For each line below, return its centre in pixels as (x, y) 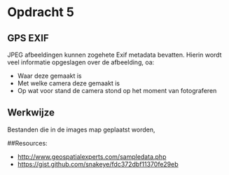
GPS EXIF (28, 38)
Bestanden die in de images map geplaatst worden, (81, 129)
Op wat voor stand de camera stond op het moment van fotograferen (117, 91)
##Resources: (27, 143)
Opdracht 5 (41, 12)
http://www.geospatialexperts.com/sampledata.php (92, 156)
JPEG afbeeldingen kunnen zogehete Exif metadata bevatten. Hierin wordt (114, 55)
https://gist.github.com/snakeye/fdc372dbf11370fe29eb (98, 164)
